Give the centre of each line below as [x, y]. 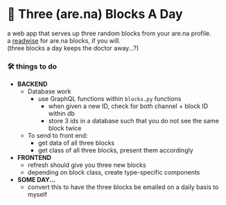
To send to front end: [58, 136]
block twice [65, 128]
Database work [49, 91]
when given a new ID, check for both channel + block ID [128, 106]
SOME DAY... [36, 180]
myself [37, 195]
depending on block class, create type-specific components [114, 172]
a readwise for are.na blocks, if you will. [64, 40]
